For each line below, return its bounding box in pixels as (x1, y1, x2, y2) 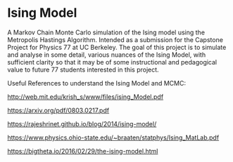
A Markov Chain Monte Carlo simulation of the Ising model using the (7, 28, 206, 36)
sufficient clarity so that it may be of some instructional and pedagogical (7, 58, 218, 66)
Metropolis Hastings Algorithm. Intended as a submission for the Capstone (7, 35, 224, 43)
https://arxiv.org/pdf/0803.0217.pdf (7, 106, 110, 114)
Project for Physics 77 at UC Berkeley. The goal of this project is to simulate (7, 43, 227, 51)
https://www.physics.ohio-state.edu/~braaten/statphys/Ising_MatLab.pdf (7, 133, 220, 142)
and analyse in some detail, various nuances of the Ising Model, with (7, 50, 206, 59)
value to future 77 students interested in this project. (7, 65, 160, 74)
